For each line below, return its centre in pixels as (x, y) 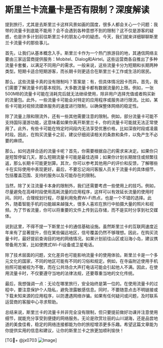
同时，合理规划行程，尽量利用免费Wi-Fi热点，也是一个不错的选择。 (81, 198)
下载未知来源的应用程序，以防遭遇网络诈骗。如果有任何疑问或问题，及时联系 (81, 295)
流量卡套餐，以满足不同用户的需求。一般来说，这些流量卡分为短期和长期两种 (81, 65)
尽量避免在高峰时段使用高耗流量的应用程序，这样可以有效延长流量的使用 (77, 192)
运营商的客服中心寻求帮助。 (33, 302)
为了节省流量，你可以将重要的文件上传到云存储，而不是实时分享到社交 (83, 210)
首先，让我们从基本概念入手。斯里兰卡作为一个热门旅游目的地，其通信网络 (79, 53)
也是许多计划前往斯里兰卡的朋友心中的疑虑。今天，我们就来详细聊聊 (81, 37)
